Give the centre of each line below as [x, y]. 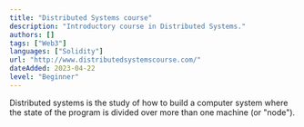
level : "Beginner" [44, 77]
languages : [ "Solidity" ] [56, 52]
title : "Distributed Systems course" [81, 18]
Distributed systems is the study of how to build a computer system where [149, 103]
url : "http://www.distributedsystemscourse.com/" [106, 60]
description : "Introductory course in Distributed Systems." [128, 26]
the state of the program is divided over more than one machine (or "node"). [152, 112]
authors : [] [32, 34]
